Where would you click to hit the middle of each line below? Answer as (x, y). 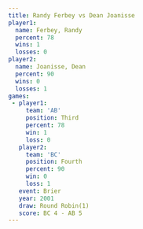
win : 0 (36, 177)
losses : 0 (31, 52)
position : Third (52, 118)
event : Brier (40, 191)
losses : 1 (31, 89)
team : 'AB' (43, 111)
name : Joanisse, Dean (51, 67)
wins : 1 (28, 45)
